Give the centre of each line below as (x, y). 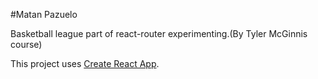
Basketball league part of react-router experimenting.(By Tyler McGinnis (159, 33)
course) (26, 44)
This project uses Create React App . (85, 63)
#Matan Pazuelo (44, 14)
